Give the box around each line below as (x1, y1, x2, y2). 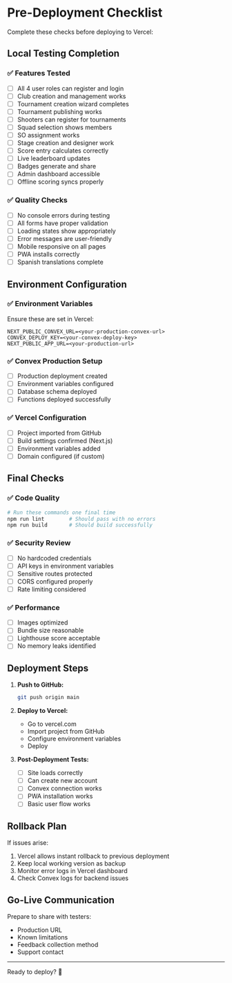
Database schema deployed (17, 388, 97, 396)
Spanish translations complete (17, 258, 104, 267)
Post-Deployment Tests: (17, 755, 89, 764)
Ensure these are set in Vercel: (7, 314, 95, 323)
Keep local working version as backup (17, 859, 126, 868)
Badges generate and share (17, 162, 97, 171)
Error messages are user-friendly (17, 234, 112, 242)
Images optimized (17, 618, 68, 627)
